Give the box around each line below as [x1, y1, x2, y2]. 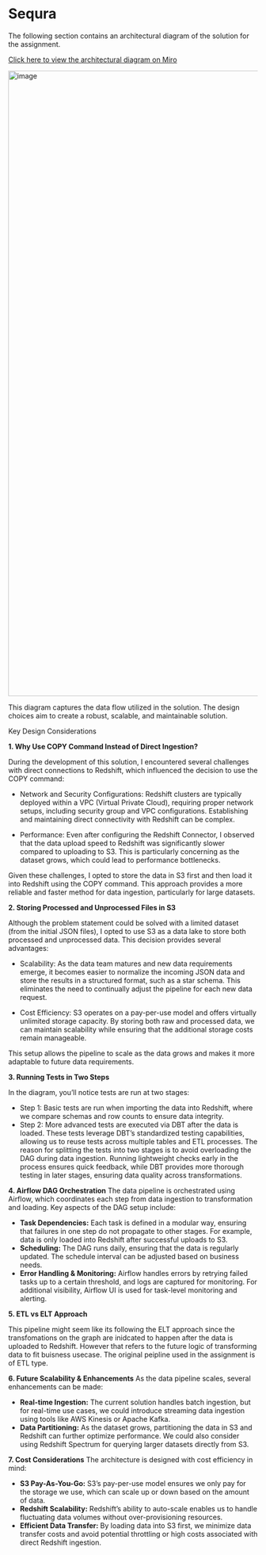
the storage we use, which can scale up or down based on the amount [19, 1487, 249, 1496]
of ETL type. [8, 1358, 49, 1368]
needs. [19, 1260, 43, 1270]
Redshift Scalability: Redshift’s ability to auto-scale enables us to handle [19, 1503, 257, 1513]
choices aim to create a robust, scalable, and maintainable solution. [8, 710, 228, 720]
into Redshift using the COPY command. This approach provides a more [8, 879, 243, 888]
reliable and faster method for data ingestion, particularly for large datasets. [8, 887, 256, 897]
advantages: [8, 943, 49, 952]
